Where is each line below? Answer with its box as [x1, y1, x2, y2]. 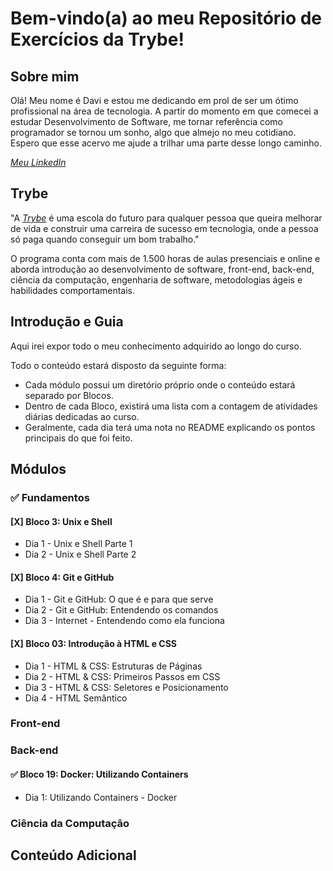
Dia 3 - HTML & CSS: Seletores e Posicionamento [24, 681, 229, 693]
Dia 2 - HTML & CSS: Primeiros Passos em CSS [24, 670, 221, 682]
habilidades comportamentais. [10, 284, 136, 296]
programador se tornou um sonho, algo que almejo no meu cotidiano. [10, 127, 297, 138]
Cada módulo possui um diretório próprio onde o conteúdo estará [24, 378, 296, 391]
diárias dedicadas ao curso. [24, 410, 140, 422]
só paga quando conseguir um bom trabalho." [10, 233, 200, 245]
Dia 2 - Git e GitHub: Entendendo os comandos [24, 604, 219, 616]
